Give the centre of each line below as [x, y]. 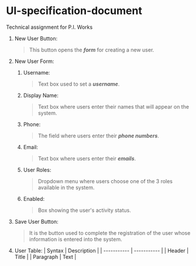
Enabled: [34, 198]
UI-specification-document [74, 11]
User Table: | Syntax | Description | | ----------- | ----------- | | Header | [102, 250]
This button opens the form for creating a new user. [92, 50]
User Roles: [37, 170]
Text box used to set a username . [79, 84]
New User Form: [34, 61]
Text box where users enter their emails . [87, 158]
